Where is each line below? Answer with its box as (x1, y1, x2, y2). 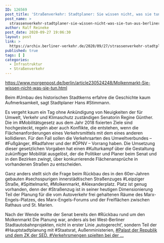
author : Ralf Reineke (5, 25, 49, 30)
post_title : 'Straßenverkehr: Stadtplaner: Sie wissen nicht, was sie (5, 12, 152, 17)
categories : (5, 57, 29, 62)
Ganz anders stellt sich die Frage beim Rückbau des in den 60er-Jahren (5, 171, 150, 176)
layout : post (5, 35, 32, 40)
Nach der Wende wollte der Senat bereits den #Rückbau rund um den (5, 212, 145, 217)
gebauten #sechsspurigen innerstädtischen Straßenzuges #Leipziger (5, 176, 145, 182)
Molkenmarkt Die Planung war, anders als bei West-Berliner (5, 217, 125, 222)
